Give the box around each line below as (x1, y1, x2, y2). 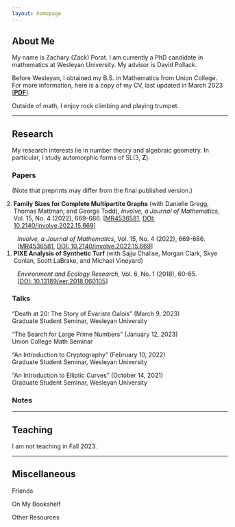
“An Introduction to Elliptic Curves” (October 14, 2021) (12, 371, 164, 379)
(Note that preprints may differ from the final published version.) (12, 186, 193, 194)
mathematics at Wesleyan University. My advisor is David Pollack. (12, 61, 197, 69)
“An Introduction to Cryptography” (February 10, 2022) (12, 350, 166, 359)
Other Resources (12, 513, 60, 521)
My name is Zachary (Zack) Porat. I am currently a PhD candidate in (12, 53, 203, 62)
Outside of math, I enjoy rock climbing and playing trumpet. (12, 102, 180, 110)
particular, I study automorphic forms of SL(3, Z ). (12, 153, 151, 162)
